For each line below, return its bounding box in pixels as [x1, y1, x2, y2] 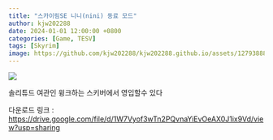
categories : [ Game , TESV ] [8, 34, 96, 43]
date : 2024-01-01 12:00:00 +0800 [8, 27, 122, 35]
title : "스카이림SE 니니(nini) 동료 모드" [8, 11, 137, 20]
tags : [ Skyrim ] [8, 42, 60, 50]
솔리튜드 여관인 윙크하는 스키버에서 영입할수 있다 [8, 88, 163, 97]
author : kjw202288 [8, 19, 71, 28]
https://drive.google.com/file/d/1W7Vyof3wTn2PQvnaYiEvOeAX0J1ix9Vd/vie [8, 114, 264, 124]
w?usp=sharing [8, 123, 61, 132]
